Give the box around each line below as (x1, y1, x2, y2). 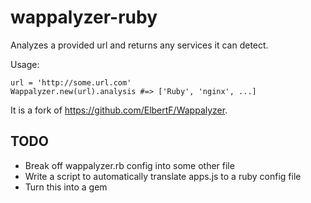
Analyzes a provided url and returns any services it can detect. (10, 39, 269, 51)
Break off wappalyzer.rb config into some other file (24, 159, 235, 171)
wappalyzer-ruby (10, 6, 158, 29)
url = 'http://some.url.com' (10, 77, 132, 88)
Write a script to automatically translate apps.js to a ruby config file (24, 170, 302, 182)
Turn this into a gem (24, 181, 108, 193)
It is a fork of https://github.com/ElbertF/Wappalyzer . (10, 104, 228, 116)
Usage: (10, 58, 40, 70)
